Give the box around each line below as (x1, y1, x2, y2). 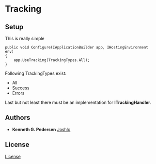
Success (12, 85, 30, 91)
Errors (12, 90, 25, 96)
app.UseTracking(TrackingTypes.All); (14, 58, 90, 63)
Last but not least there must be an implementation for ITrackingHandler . (5, 99, 152, 105)
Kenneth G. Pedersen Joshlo (12, 126, 71, 132)
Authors (5, 114, 31, 122)
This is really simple (5, 35, 45, 41)
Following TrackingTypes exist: (5, 70, 67, 76)
